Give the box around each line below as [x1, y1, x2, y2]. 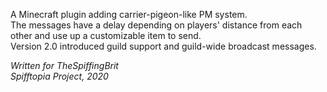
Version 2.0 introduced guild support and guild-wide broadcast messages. [10, 40, 317, 52]
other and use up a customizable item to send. [10, 30, 202, 41]
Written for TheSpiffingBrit [10, 60, 119, 71]
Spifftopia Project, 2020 [10, 70, 109, 82]
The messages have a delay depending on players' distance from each [10, 19, 303, 31]
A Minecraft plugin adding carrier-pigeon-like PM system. [10, 9, 248, 20]
